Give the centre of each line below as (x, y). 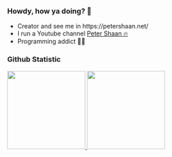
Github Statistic (34, 60)
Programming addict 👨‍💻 (51, 42)
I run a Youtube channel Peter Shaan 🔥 (72, 33)
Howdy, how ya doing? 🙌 (50, 11)
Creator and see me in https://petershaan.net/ (83, 26)
